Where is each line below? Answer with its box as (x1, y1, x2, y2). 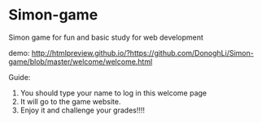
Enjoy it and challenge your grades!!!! (20, 105, 145, 115)
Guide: (8, 72, 31, 82)
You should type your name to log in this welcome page (20, 87, 207, 98)
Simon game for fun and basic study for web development (8, 32, 203, 42)
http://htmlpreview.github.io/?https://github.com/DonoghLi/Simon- (31, 48, 254, 57)
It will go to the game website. (20, 96, 121, 106)
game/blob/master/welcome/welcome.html (8, 57, 153, 66)
